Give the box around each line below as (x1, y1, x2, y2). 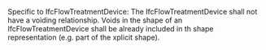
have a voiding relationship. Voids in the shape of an (7, 15, 183, 25)
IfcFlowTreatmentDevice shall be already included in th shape (7, 24, 214, 33)
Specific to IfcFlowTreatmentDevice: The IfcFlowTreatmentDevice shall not (7, 7, 258, 16)
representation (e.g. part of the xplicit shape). (7, 32, 160, 42)
